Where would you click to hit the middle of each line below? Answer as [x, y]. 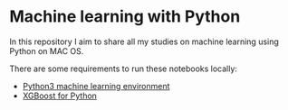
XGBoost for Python [60, 96]
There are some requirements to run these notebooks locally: [124, 69]
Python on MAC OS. [47, 50]
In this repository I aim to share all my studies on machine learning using [144, 41]
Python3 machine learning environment [96, 86]
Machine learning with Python [125, 17]
